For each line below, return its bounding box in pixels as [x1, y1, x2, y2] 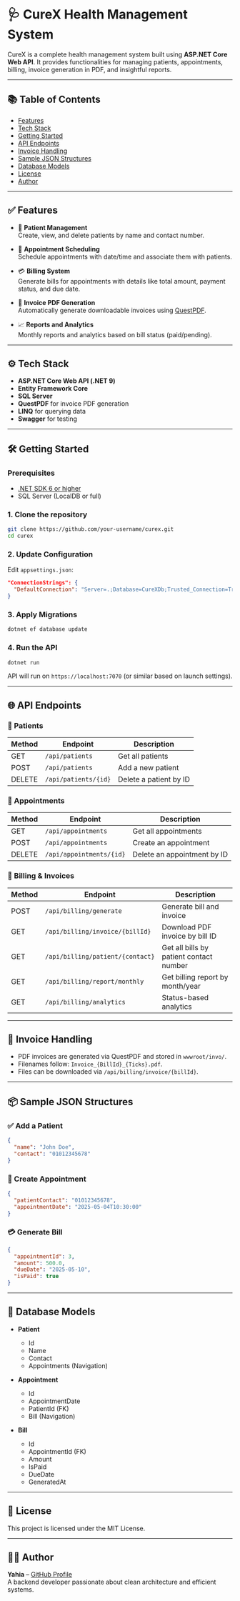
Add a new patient [117, 763, 179, 773]
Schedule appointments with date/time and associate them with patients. [17, 252, 232, 261]
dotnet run [7, 659, 40, 666]
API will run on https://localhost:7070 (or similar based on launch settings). [7, 672, 233, 680]
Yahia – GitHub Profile [7, 1570, 73, 1579]
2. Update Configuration [7, 549, 94, 559]
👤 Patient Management [17, 223, 88, 231]
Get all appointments [132, 827, 202, 837]
